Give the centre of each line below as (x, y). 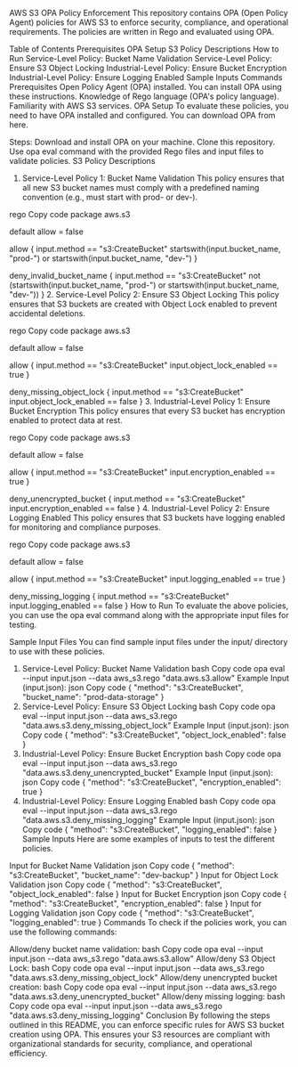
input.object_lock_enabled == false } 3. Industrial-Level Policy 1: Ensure (140, 401)
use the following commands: (63, 932)
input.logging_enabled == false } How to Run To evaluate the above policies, (149, 606)
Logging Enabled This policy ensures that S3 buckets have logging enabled (147, 517)
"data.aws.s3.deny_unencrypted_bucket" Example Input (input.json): (148, 773)
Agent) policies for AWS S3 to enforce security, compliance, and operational (149, 22)
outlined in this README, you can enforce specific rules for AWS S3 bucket (147, 1025)
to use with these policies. (57, 651)
